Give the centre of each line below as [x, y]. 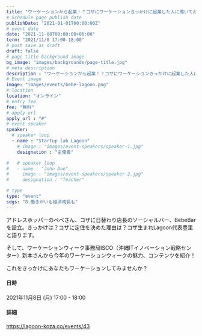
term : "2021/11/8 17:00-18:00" [45, 40]
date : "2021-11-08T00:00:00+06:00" [51, 34]
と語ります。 [22, 235]
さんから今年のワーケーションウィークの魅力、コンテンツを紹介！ [114, 255]
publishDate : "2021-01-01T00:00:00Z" [54, 23]
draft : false [23, 51]
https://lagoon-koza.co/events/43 [48, 326]
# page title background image [45, 57]
